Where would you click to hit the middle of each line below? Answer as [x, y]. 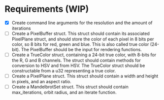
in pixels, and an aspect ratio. [42, 82]
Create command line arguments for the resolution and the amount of [82, 23]
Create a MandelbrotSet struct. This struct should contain [70, 87]
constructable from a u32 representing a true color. [64, 71]
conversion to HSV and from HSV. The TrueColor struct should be [78, 66]
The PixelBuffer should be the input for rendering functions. [82, 50]
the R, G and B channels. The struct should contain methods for [76, 61]
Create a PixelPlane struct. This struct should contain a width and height [85, 76]
